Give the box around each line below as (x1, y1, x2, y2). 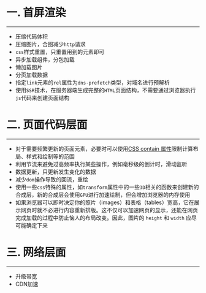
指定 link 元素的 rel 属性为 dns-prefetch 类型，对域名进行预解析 (15, 78, 170, 86)
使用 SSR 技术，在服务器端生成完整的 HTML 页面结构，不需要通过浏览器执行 (15, 86, 196, 94)
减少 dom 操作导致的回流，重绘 (15, 175, 89, 183)
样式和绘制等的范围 (26, 153, 75, 160)
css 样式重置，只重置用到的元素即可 (15, 48, 105, 55)
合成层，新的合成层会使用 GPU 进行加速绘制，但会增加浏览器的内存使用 (15, 191, 191, 198)
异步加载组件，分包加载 (15, 56, 75, 63)
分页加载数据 (15, 71, 48, 78)
